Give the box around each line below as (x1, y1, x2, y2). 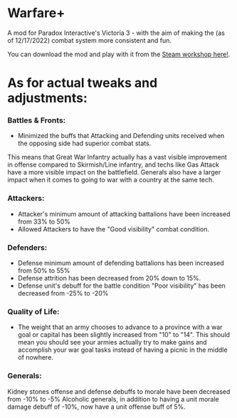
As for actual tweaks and (7, 75, 158, 91)
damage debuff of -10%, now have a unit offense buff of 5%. (7, 402, 186, 411)
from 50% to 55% (17, 266, 70, 275)
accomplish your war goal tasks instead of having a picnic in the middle (17, 345, 228, 354)
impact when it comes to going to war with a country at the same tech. (7, 176, 215, 184)
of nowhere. (17, 353, 53, 362)
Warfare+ (7, 5, 65, 21)
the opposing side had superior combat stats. (17, 139, 152, 147)
